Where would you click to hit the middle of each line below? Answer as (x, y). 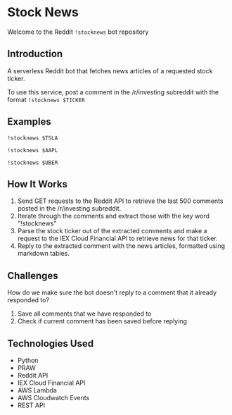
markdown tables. (44, 254)
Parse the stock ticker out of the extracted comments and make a (112, 231)
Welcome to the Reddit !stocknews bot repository (78, 32)
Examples (29, 122)
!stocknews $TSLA (33, 138)
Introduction (35, 54)
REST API (31, 405)
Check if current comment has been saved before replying (102, 321)
